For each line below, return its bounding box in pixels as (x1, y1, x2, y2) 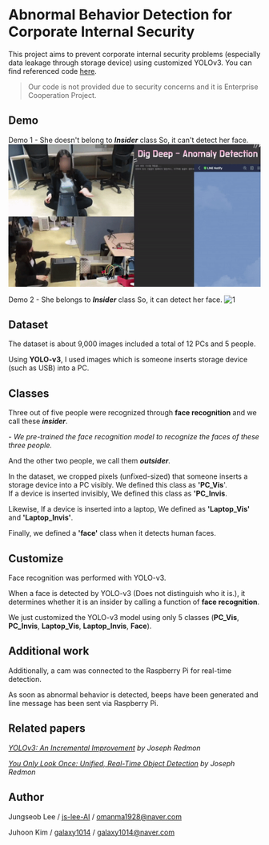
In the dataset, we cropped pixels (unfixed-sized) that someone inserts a (8, 471, 248, 481)
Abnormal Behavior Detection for (8, 6, 233, 24)
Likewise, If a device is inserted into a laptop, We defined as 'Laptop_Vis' (8, 504, 251, 514)
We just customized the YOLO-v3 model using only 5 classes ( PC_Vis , (8, 613, 239, 623)
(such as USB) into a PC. (8, 363, 90, 373)
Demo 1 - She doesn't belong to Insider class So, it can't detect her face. (8, 135, 249, 145)
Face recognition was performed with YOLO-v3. (8, 573, 167, 583)
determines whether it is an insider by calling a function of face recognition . (8, 597, 260, 607)
